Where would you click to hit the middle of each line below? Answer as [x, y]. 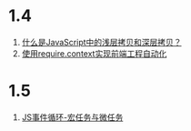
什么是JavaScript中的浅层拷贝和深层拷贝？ [102, 42]
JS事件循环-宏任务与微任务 [72, 117]
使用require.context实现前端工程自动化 [94, 53]
